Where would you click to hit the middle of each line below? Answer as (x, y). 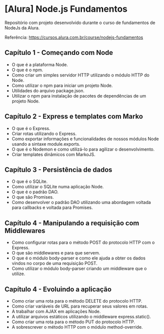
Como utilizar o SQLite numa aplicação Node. (58, 187)
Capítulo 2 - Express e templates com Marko (74, 116)
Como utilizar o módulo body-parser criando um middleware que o (79, 269)
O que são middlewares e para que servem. (56, 253)
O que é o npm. (27, 70)
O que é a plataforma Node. (40, 64)
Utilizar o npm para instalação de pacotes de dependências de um (79, 96)
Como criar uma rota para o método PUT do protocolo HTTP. (73, 322)
